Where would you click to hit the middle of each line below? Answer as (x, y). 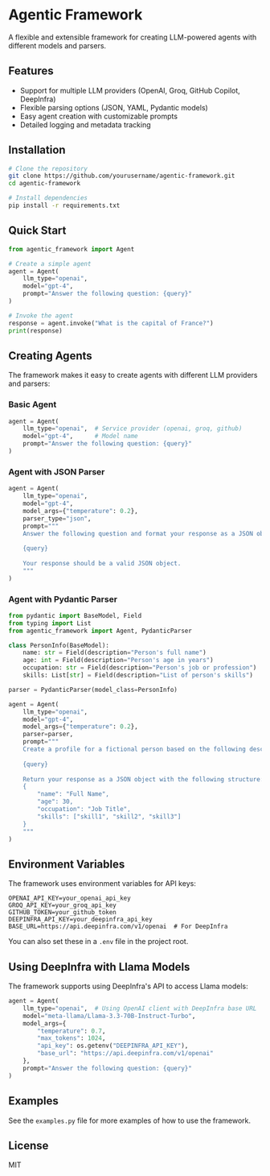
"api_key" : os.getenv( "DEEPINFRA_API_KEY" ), (113, 1046)
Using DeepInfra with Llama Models (99, 967)
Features (31, 71)
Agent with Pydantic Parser (63, 599)
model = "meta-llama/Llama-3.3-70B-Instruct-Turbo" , (109, 1016)
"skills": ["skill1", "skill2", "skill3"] (109, 816)
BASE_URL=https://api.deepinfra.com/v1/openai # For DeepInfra (118, 927)
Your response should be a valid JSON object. (102, 564)
